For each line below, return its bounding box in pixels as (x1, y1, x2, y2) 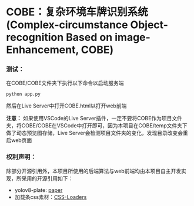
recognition (6, 31, 64, 44)
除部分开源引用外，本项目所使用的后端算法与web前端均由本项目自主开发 (6, 167, 181, 174)
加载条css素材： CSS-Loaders (14, 193, 87, 200)
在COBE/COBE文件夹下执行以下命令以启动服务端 (6, 80, 125, 87)
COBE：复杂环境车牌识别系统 (6, 5, 148, 19)
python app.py (6, 92, 41, 97)
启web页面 (6, 137, 32, 144)
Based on (65, 31, 113, 44)
